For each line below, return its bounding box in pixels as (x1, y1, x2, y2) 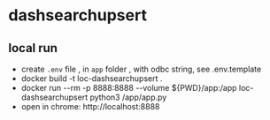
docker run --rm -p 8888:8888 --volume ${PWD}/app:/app (20, 83, 237, 93)
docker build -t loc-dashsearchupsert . (20, 73, 163, 84)
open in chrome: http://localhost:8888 (20, 101, 160, 111)
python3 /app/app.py (89, 92, 167, 102)
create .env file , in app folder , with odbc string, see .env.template (20, 64, 262, 74)
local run (8, 41, 58, 56)
